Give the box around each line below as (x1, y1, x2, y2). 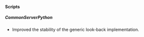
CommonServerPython (5, 15, 53, 20)
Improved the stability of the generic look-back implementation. (12, 27, 139, 32)
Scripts (5, 4, 20, 9)
